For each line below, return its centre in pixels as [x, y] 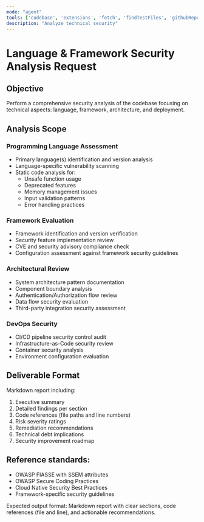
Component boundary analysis [53, 288]
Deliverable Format [43, 376]
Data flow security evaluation [52, 301]
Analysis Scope [36, 129]
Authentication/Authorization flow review [66, 295]
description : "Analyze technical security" [62, 23]
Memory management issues [60, 192]
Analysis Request [52, 66]
